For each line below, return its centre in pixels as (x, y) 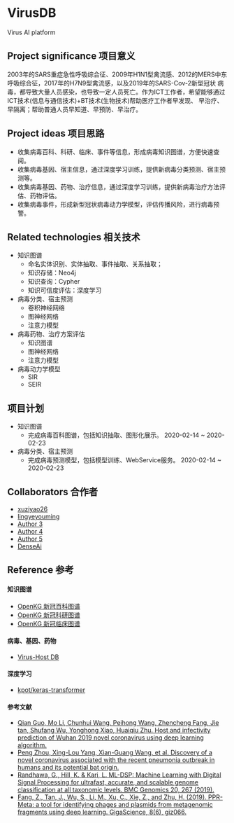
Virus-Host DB (38, 657)
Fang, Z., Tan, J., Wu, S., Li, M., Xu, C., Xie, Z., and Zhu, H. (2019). (112, 797)
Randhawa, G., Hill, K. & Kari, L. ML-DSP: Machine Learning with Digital (119, 775)
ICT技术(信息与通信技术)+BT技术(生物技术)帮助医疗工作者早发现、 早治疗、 (115, 100)
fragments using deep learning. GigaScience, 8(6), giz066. (102, 812)
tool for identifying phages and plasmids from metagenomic (127, 805)
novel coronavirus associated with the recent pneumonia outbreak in (116, 760)
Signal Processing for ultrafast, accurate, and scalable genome (108, 782)
